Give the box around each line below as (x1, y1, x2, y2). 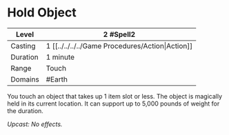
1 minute (46, 52, 74, 62)
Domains (10, 74, 39, 84)
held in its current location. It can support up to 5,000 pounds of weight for (7, 99, 220, 108)
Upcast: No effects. (7, 120, 63, 128)
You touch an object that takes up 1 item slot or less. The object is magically (7, 92, 223, 100)
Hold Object (7, 5, 77, 21)
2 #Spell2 (103, 29, 136, 39)
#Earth (46, 74, 68, 84)
